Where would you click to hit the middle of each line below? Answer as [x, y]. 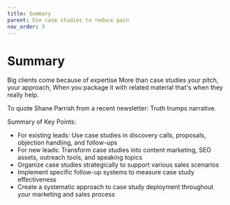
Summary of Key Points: [42, 122]
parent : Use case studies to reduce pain [68, 20]
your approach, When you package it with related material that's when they [115, 88]
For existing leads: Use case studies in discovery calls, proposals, [112, 136]
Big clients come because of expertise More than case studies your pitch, [113, 80]
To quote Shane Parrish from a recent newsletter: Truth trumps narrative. [112, 108]
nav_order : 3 [26, 26]
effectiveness [37, 180]
